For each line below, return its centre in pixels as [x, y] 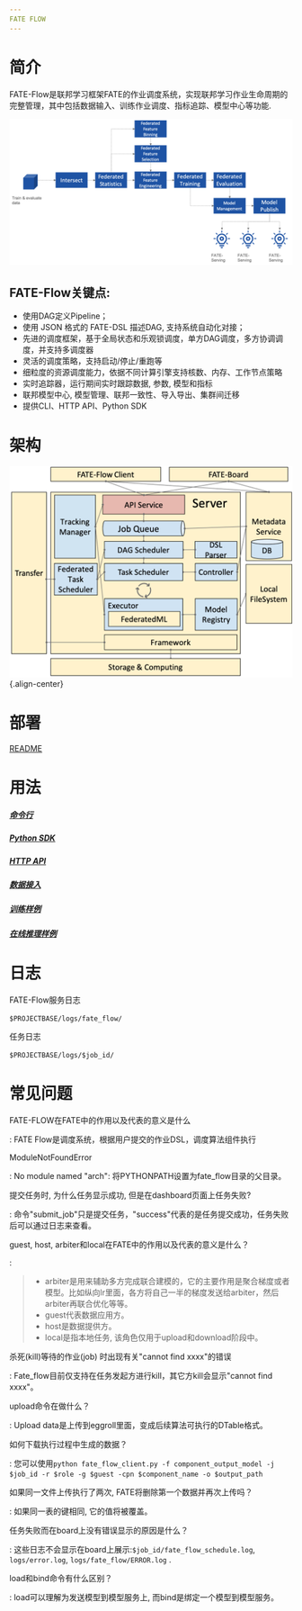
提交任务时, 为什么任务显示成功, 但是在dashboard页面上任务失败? [130, 1195]
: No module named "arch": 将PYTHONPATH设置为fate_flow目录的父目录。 [148, 1175]
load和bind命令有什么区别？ [61, 1578]
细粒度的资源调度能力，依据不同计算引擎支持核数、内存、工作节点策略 [152, 373]
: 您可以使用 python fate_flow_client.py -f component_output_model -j [142, 1463]
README [26, 749]
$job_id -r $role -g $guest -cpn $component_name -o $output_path [136, 1474]
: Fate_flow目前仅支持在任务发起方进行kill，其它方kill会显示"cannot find [141, 1375]
